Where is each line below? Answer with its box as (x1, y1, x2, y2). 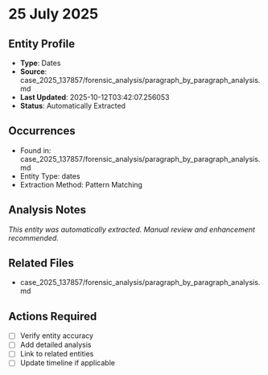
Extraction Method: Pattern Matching (19, 179, 143, 189)
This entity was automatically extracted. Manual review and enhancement (8, 225, 256, 234)
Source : (19, 67, 47, 76)
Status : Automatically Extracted (19, 101, 126, 110)
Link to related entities (19, 349, 94, 359)
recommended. (8, 233, 59, 242)
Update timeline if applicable (19, 358, 115, 368)
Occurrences (8, 124, 76, 138)
